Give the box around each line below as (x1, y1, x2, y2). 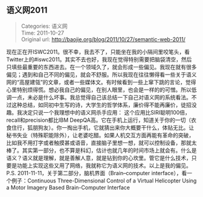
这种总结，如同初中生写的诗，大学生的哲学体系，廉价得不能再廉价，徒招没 (11, 101, 197, 109)
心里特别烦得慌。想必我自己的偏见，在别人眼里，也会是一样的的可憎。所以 (6, 86, 192, 93)
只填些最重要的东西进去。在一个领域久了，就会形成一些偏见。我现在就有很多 (6, 63, 197, 70)
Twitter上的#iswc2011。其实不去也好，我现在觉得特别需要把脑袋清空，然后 (6, 56, 192, 63)
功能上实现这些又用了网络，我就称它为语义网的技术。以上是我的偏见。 (16, 162, 192, 169)
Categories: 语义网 (21, 22, 68, 30)
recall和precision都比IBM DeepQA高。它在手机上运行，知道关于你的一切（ (6, 116, 192, 124)
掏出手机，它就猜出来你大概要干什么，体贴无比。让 (66, 124, 195, 131)
